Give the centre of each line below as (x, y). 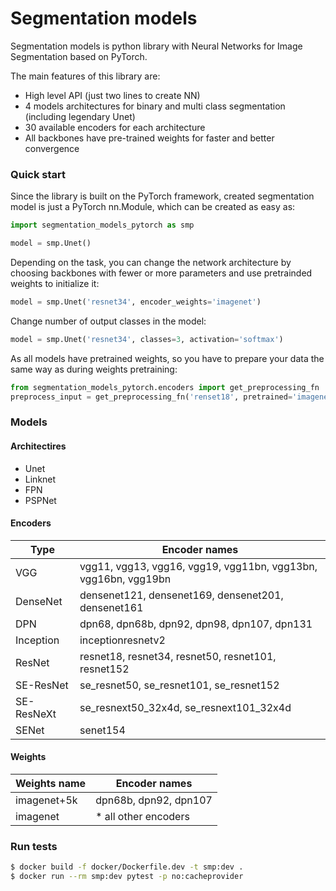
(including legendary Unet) (80, 116)
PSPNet (40, 500)
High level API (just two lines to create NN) (112, 95)
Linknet (40, 479)
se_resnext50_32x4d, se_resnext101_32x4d (185, 707)
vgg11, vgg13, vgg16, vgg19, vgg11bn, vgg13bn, (198, 566)
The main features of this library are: (85, 76)
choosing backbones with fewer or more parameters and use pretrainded (161, 273)
